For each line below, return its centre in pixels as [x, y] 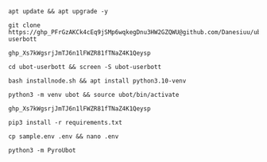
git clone [25, 25]
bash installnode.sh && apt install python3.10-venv [97, 81]
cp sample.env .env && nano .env [64, 137]
